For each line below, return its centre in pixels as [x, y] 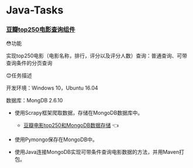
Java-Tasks [35, 10]
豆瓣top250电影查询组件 [41, 30]
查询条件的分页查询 [29, 63]
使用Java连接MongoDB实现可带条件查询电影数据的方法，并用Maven [97, 152]
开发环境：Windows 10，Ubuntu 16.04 [52, 88]
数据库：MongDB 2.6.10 [35, 101]
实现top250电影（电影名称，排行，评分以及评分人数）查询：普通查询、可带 [97, 56]
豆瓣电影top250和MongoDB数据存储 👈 [71, 125]
